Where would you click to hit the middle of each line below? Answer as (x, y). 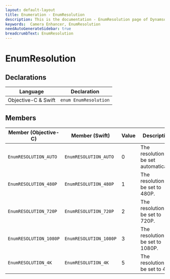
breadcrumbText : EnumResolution (39, 33)
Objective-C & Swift (32, 100)
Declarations (26, 77)
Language (32, 92)
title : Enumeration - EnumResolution (45, 15)
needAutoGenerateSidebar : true (38, 29)
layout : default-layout (30, 10)
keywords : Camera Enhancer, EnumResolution (53, 24)
